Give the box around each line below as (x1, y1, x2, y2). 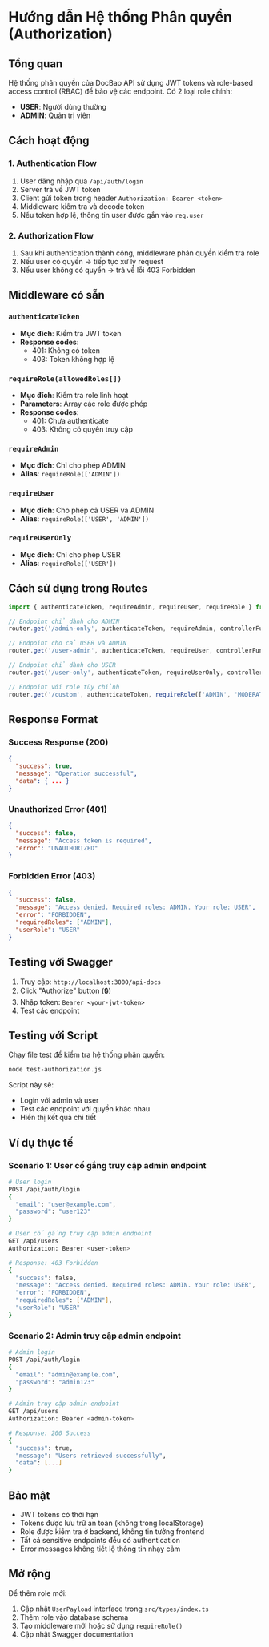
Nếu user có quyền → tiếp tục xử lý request (19, 256, 164, 266)
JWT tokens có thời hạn (19, 1510, 98, 1519)
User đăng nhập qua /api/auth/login (19, 176, 144, 186)
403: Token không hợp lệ (31, 354, 115, 364)
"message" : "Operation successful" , (15, 769, 138, 777)
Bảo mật (8, 1488, 50, 1502)
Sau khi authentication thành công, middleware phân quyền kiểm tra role (19, 248, 259, 258)
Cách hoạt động (8, 134, 90, 147)
